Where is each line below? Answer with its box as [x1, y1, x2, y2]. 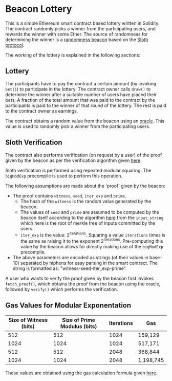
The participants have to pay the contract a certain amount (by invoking [5, 80, 157, 86]
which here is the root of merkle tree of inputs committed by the [20, 220, 155, 226]
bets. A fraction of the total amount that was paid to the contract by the [5, 97, 155, 103]
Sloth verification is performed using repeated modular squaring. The [5, 167, 152, 173]
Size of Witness [8, 316, 48, 323]
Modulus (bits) [60, 322, 97, 330]
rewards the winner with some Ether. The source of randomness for [5, 31, 148, 37]
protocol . [5, 42, 25, 48]
